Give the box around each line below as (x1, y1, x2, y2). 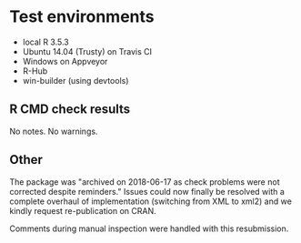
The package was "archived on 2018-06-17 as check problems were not (9, 176, 280, 187)
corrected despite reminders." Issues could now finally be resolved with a (9, 186, 285, 197)
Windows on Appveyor (22, 56, 108, 66)
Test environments (9, 6, 155, 27)
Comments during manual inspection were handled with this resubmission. (9, 223, 289, 234)
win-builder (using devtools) (22, 75, 129, 86)
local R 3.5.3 (22, 36, 70, 47)
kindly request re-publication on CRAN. (9, 205, 156, 216)
